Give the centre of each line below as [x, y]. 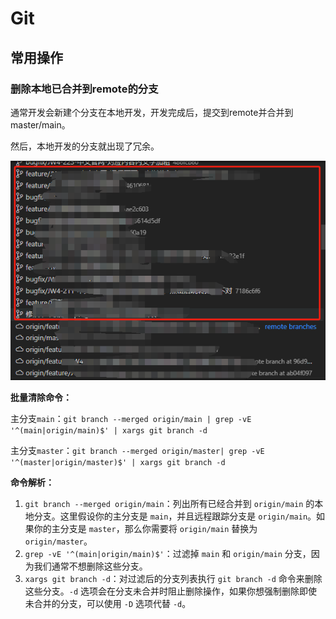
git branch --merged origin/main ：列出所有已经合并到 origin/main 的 [169, 504]
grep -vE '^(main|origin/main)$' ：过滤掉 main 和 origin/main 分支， [168, 554]
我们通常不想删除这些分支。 [90, 566]
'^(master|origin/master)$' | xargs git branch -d [118, 463]
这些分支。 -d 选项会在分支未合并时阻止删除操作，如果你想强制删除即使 [171, 591]
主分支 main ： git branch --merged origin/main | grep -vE [131, 419]
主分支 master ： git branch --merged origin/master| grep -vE [137, 451]
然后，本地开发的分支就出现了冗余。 [85, 146]
